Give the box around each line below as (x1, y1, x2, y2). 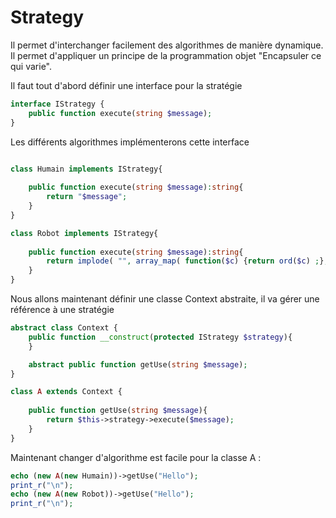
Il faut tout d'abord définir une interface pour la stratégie (10, 79, 243, 91)
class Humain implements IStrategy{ (10, 164, 163, 174)
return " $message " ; (46, 192, 128, 202)
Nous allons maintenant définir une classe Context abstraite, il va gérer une (10, 293, 320, 305)
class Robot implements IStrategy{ (10, 228, 159, 238)
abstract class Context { (10, 323, 118, 333)
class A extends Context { (10, 387, 123, 397)
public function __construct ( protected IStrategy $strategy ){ (28, 332, 293, 342)
